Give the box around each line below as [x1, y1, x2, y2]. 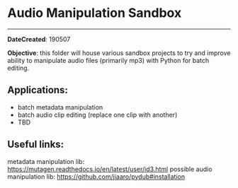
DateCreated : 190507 [7, 35, 71, 43]
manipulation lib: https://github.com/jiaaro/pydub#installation [7, 172, 186, 181]
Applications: [7, 84, 69, 96]
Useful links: [7, 139, 64, 151]
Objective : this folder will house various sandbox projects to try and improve [7, 48, 231, 57]
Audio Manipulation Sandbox [7, 5, 182, 21]
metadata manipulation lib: [7, 157, 85, 165]
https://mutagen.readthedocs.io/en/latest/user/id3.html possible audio [7, 165, 212, 173]
